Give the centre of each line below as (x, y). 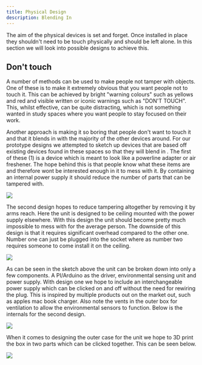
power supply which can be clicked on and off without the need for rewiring (101, 288)
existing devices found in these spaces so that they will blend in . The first (99, 151)
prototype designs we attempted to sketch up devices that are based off (96, 145)
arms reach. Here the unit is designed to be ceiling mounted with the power (101, 214)
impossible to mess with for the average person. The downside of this (93, 226)
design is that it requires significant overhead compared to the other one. (98, 233)
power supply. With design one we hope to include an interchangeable (94, 282)
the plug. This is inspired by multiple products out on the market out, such (99, 295)
